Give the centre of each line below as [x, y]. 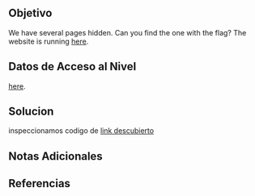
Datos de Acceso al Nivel [72, 67]
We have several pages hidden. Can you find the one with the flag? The [127, 32]
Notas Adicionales [55, 156]
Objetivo [30, 13]
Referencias [40, 183]
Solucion [31, 112]
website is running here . [49, 41]
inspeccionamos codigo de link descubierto [81, 131]
